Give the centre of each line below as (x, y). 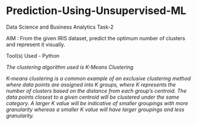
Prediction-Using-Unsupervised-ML (96, 11)
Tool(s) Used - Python (33, 55)
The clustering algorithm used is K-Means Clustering (70, 67)
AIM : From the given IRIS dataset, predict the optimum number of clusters (96, 38)
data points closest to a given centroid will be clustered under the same (93, 97)
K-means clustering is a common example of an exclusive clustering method (98, 78)
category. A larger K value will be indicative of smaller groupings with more (97, 103)
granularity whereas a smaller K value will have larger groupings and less (95, 109)
